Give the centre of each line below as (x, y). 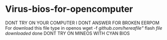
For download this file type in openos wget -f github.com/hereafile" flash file (84, 28)
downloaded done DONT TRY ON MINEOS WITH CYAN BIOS (68, 33)
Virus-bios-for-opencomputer (69, 9)
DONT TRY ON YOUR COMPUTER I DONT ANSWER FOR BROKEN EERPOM (82, 23)
